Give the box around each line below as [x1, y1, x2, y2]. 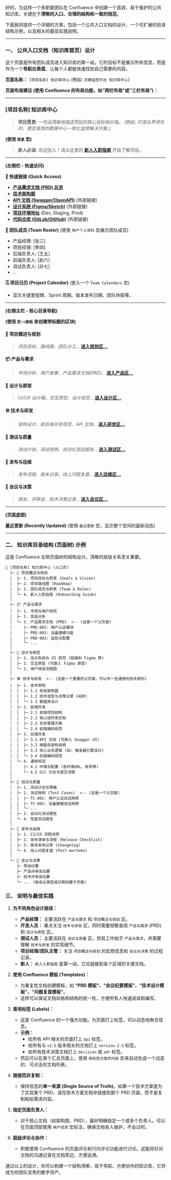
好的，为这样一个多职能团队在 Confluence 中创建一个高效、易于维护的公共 [5, 5, 162, 10]
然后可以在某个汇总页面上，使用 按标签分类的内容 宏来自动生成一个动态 [20, 1055, 165, 1061]
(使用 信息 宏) [5, 136, 32, 142]
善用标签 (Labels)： [12, 1006, 54, 1012]
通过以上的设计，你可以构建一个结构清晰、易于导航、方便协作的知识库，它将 [5, 1163, 166, 1169]
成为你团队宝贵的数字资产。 [5, 1169, 64, 1175]
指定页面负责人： [12, 1107, 49, 1113]
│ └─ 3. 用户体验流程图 [10, 666, 57, 672]
